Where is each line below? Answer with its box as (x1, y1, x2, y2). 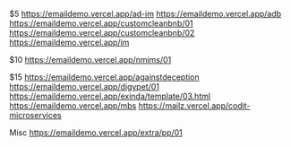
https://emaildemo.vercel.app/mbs (9, 100, 137, 111)
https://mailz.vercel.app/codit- (138, 100, 251, 111)
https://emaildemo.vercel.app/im (9, 37, 130, 48)
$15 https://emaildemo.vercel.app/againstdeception (9, 72, 200, 82)
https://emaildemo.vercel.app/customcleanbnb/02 (9, 28, 195, 38)
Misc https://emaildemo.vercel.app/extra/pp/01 (9, 127, 184, 138)
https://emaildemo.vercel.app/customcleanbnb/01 (9, 18, 194, 29)
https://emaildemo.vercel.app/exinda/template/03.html (9, 91, 211, 101)
